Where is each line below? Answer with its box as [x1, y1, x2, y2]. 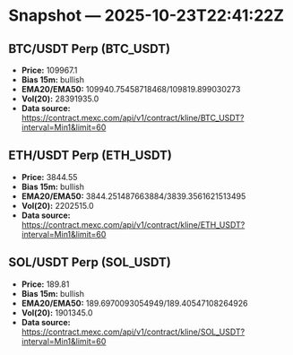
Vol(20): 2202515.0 [21, 200, 95, 211]
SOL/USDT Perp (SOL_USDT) [8, 255, 171, 270]
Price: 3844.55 [21, 171, 78, 182]
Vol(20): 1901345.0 [21, 307, 93, 318]
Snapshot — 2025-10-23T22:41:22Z [8, 5, 284, 26]
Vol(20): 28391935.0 [21, 93, 99, 104]
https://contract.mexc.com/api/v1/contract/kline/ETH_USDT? [21, 219, 246, 229]
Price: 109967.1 [21, 65, 78, 75]
